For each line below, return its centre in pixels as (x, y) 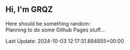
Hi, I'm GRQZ (29, 10)
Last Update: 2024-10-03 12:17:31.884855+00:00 (65, 41)
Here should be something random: (48, 23)
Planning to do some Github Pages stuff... (55, 30)
